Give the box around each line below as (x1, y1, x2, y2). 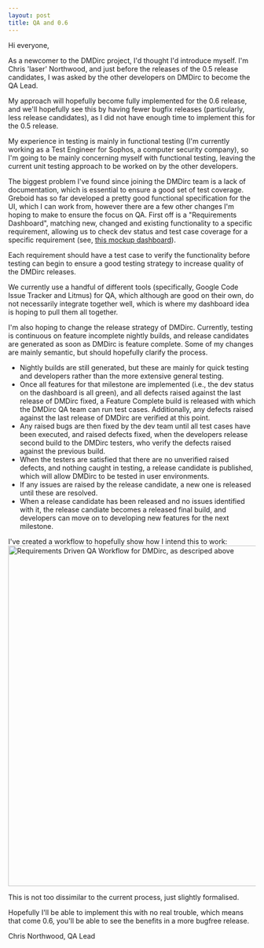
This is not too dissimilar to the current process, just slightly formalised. (8, 892, 240, 902)
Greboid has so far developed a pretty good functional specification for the (8, 193, 251, 203)
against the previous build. (19, 446, 106, 456)
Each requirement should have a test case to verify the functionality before (8, 250, 251, 259)
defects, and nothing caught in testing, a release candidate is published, (19, 463, 254, 472)
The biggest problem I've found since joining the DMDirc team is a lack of (8, 176, 246, 186)
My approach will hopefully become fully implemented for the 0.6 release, (8, 96, 247, 105)
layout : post (8, 11, 51, 20)
